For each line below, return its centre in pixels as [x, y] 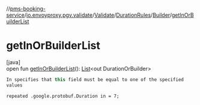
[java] [14, 62]
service [16, 15]
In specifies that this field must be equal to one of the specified [95, 79]
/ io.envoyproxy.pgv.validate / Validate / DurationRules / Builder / [98, 15]
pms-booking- [28, 9]
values [14, 85]
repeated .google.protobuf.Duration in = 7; [63, 96]
